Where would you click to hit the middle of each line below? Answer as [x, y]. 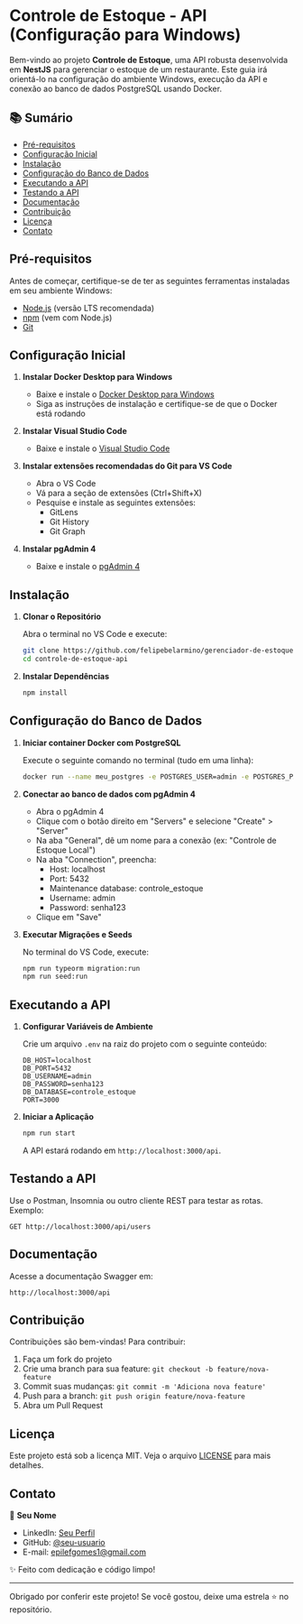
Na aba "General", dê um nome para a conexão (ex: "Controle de [156, 840]
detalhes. [27, 1465]
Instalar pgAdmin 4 [59, 549]
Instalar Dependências [66, 676]
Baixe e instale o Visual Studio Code [103, 448]
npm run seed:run [55, 977]
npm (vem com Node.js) [67, 318]
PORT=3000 [41, 1100]
